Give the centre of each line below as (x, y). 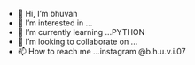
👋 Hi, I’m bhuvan (47, 14)
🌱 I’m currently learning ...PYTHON (81, 32)
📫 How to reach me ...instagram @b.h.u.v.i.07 (101, 51)
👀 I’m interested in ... (55, 23)
